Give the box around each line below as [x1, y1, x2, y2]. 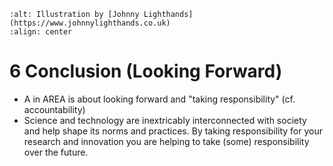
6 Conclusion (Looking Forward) [9, 60, 283, 83]
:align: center [9, 27, 73, 37]
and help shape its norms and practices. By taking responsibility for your [23, 125, 323, 137]
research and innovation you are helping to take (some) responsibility [23, 135, 310, 147]
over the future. [23, 146, 89, 158]
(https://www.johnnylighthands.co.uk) [9, 18, 171, 28]
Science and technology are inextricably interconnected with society [23, 114, 307, 126]
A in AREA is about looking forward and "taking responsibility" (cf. [23, 93, 296, 105]
